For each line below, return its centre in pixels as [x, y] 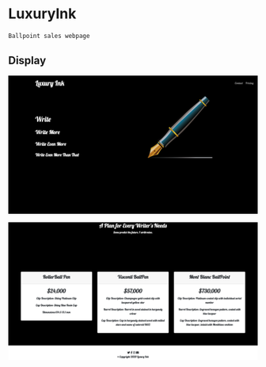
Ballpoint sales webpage [49, 36]
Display [27, 61]
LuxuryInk [42, 14]
